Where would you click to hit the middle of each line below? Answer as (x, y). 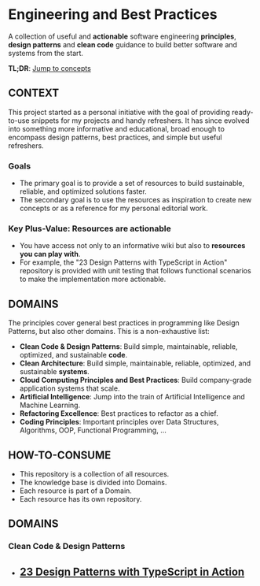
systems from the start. (46, 53)
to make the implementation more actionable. (93, 279)
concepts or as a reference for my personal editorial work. (114, 208)
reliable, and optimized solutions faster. (83, 191)
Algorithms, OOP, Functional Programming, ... (93, 430)
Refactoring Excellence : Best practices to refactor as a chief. (119, 414)
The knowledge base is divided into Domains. (93, 482)
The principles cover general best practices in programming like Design (124, 323)
